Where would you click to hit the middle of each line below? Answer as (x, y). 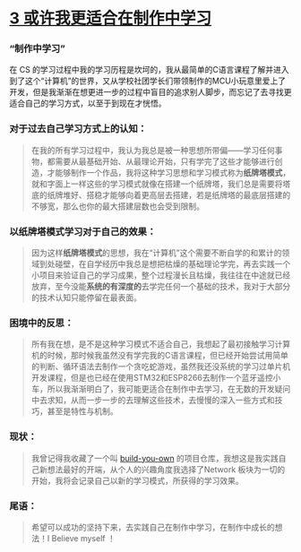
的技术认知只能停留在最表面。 (86, 298)
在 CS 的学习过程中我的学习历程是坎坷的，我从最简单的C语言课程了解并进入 (149, 70)
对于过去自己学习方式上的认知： (78, 129)
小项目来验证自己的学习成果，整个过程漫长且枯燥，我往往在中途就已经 (161, 275)
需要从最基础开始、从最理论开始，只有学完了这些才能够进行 (165, 161)
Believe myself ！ (84, 538)
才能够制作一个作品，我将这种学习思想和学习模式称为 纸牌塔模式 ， (169, 172)
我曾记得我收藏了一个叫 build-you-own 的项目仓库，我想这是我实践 (155, 458)
